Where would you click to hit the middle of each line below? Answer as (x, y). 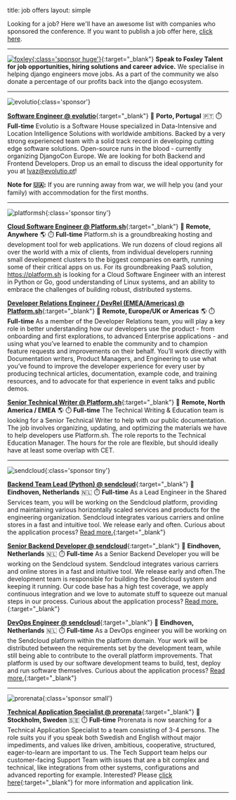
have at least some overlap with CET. (61, 450)
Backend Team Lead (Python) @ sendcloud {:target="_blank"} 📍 (101, 484)
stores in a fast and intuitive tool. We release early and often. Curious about (116, 525)
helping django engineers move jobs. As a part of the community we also (113, 74)
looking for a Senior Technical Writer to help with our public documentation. (117, 420)
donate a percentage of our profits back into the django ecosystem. (105, 81)
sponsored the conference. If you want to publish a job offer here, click (110, 31)
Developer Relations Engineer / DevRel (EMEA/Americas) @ (96, 303)
